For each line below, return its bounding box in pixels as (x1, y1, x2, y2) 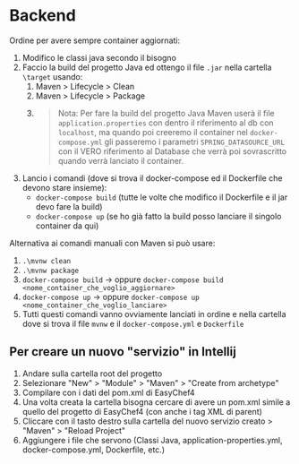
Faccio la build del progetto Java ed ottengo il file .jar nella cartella (21, 62, 272, 73)
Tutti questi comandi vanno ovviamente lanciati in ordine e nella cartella (21, 308, 286, 319)
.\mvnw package (21, 266, 80, 275)
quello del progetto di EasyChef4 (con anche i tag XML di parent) (21, 406, 262, 417)
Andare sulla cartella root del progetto (21, 368, 163, 379)
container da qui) (35, 220, 99, 231)
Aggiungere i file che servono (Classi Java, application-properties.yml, (21, 434, 284, 445)
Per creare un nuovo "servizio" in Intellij (9, 344, 237, 359)
